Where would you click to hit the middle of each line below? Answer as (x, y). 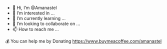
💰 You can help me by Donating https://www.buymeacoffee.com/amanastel (83, 41)
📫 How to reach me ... (35, 29)
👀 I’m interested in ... (33, 13)
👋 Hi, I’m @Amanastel (34, 8)
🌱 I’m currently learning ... (39, 18)
